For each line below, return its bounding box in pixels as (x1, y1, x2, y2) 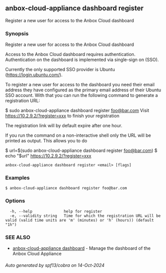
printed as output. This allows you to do (5, 138, 88, 144)
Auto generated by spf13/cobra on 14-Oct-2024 (5, 262, 105, 268)
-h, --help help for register (10, 209, 102, 214)
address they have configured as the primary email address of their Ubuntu (5, 87, 161, 93)
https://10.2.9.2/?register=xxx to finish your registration (5, 113, 120, 119)
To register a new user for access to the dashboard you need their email (5, 82, 155, 88)
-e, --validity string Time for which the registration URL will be (10, 213, 161, 219)
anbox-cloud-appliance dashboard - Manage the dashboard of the (12, 245, 151, 251)
